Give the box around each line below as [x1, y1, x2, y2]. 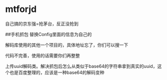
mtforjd [5, 3, 37, 15]
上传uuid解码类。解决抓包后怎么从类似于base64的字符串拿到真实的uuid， [5, 63, 157, 69]
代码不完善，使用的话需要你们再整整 [5, 52, 80, 58]
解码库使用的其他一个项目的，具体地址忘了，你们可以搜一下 [5, 41, 128, 48]
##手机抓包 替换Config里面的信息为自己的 [5, 31, 92, 37]
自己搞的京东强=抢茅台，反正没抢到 [5, 20, 79, 26]
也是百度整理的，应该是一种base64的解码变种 [9, 69, 104, 75]
